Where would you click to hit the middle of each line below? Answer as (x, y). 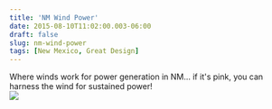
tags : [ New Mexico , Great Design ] (75, 51)
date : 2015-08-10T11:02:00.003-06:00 (80, 26)
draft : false (34, 34)
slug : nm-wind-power (48, 43)
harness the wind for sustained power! (81, 86)
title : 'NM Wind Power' (54, 18)
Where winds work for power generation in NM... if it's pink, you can (136, 77)
